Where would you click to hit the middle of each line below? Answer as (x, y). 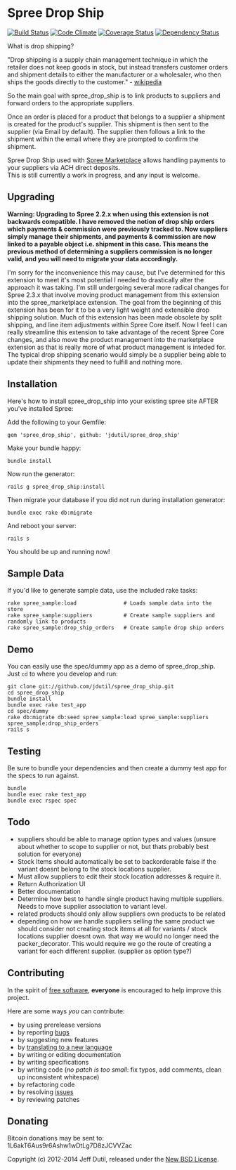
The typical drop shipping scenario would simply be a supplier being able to (117, 354)
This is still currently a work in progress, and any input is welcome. (104, 175)
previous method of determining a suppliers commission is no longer (110, 251)
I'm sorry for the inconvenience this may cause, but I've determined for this (116, 272)
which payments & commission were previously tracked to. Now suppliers (118, 229)
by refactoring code (46, 1084)
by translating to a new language (65, 1047)
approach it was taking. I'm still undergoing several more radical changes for (118, 287)
